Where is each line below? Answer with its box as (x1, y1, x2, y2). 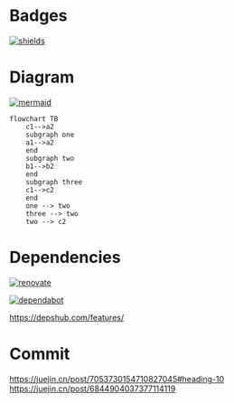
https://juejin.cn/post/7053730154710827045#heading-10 (9, 373, 225, 384)
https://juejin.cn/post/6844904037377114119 (9, 383, 176, 394)
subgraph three (25, 177, 83, 186)
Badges (9, 5, 68, 26)
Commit (9, 344, 70, 364)
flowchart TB (9, 114, 59, 123)
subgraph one (25, 130, 75, 139)
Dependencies (9, 248, 121, 267)
